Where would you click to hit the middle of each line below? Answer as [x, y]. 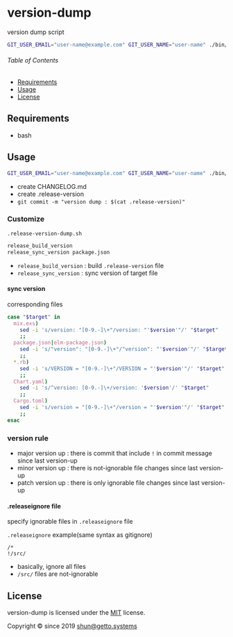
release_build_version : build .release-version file [90, 265]
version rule [28, 438]
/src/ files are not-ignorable [58, 574]
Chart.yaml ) [31, 381]
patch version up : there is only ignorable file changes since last [108, 482]
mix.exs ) [26, 323]
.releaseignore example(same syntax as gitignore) [80, 535]
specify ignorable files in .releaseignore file [70, 522]
